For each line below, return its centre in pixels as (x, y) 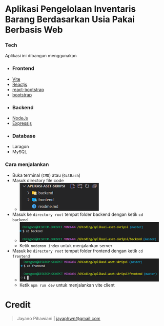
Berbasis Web (34, 30)
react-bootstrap (28, 90)
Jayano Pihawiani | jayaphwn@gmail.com (59, 318)
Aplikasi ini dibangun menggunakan (41, 56)
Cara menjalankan (27, 164)
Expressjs (22, 123)
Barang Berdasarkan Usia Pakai (70, 19)
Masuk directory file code (38, 180)
